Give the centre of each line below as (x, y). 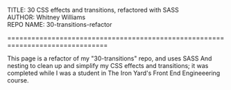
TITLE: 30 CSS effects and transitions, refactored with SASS (93, 10)
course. (18, 80)
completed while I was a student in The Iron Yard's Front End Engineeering (114, 73)
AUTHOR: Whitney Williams (46, 17)
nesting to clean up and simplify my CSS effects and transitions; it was (108, 66)
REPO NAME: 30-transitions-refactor (60, 24)
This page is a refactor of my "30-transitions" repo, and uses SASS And (110, 58)
